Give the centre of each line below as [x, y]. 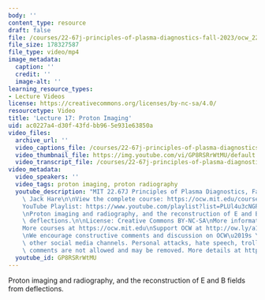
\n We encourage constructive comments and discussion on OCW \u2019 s [137, 236]
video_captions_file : [51, 148]
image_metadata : [35, 60]
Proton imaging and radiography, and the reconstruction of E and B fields [127, 280]
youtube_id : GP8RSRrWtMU [56, 257]
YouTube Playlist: [52, 206]
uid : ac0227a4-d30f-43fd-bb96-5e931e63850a [81, 126]
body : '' [22, 15]
